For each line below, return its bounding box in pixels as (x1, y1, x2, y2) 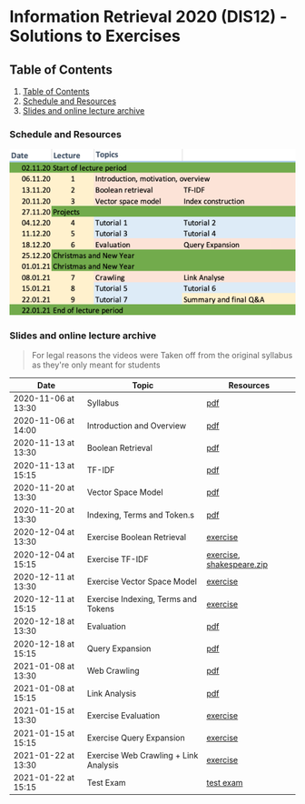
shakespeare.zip (206, 558, 269, 569)
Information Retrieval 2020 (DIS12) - (9, 6, 288, 27)
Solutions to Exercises (9, 25, 182, 46)
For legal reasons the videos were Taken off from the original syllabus (31, 350, 293, 361)
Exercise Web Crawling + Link (86, 749, 199, 760)
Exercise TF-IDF (86, 554, 149, 565)
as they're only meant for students (31, 359, 161, 370)
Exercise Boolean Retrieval (86, 531, 187, 542)
